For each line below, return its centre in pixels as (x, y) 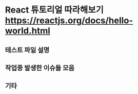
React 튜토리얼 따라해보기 (54, 10)
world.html (28, 31)
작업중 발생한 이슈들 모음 (40, 68)
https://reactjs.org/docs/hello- (69, 21)
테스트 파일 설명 (27, 50)
